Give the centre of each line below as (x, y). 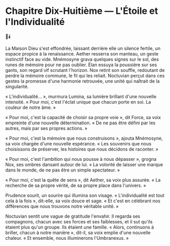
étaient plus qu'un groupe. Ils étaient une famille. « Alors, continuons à (80, 227)
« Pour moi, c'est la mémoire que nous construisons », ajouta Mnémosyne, (84, 138)
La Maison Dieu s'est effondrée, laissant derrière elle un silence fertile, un (83, 48)
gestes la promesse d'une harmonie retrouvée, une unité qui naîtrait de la (82, 81)
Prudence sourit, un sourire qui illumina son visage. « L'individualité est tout (85, 195)
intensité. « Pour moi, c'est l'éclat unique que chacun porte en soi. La (78, 102)
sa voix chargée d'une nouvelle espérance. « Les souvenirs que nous (78, 143)
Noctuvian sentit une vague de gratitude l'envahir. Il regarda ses (73, 216)
